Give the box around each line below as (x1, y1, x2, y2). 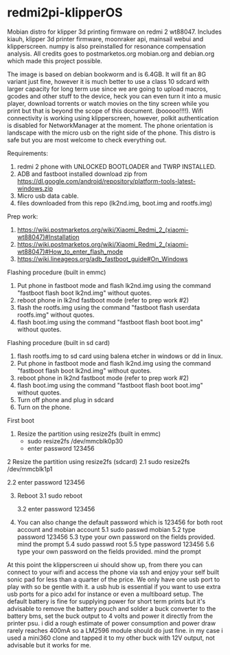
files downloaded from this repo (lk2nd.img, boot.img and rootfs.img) (16, 199, 213, 207)
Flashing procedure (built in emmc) (7, 268, 106, 276)
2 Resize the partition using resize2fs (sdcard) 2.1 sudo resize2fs (7, 457, 190, 465)
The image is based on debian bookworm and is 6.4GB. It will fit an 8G (7, 70, 207, 78)
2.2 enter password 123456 (7, 478, 85, 486)
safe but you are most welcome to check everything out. (7, 135, 167, 144)
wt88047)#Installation (16, 232, 80, 241)
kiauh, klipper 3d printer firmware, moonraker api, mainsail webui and (7, 34, 204, 43)
